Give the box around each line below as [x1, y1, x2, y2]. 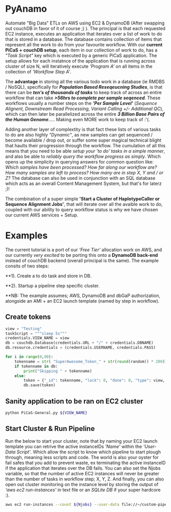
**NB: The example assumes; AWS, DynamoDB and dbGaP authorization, [5, 292, 160, 299]
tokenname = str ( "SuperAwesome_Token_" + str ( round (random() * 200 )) [14, 359, 167, 364]
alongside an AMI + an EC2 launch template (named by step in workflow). [5, 298, 160, 304]
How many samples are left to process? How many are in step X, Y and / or [5, 169, 164, 176]
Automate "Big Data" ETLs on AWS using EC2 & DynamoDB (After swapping [5, 20, 165, 26]
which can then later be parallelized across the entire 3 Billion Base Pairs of [5, 111, 165, 117]
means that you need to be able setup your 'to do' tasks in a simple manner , [5, 148, 165, 154]
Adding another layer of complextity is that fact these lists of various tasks [5, 126, 161, 132]
